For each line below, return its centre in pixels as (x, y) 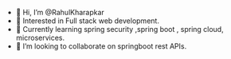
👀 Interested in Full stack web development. (87, 21)
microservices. (40, 37)
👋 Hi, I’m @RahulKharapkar (60, 12)
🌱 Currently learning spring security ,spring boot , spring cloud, (120, 29)
